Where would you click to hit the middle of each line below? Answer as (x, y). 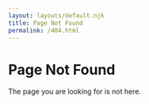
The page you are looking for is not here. (74, 91)
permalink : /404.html (44, 30)
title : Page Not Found (46, 23)
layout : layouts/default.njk (56, 15)
